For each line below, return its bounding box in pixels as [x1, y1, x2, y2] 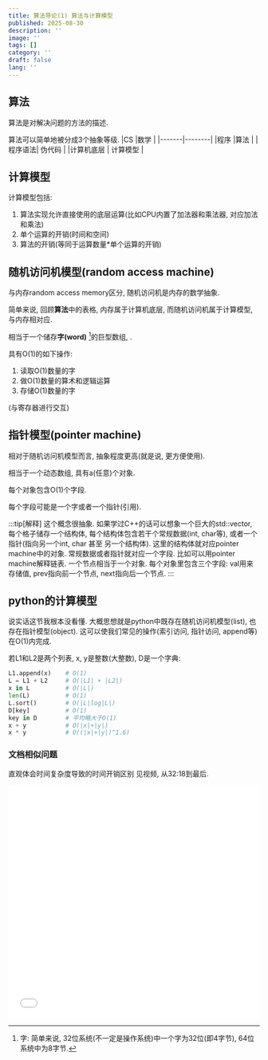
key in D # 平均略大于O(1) [8, 714, 117, 722]
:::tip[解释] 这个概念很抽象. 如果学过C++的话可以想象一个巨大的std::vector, [8, 519, 253, 528]
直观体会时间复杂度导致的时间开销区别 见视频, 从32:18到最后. [8, 768, 209, 778]
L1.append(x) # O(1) [8, 669, 88, 677]
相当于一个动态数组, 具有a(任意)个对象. [8, 468, 136, 477]
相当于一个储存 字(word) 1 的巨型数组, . [8, 331, 132, 341]
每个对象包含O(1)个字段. [8, 485, 87, 494]
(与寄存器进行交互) [8, 402, 70, 412]
